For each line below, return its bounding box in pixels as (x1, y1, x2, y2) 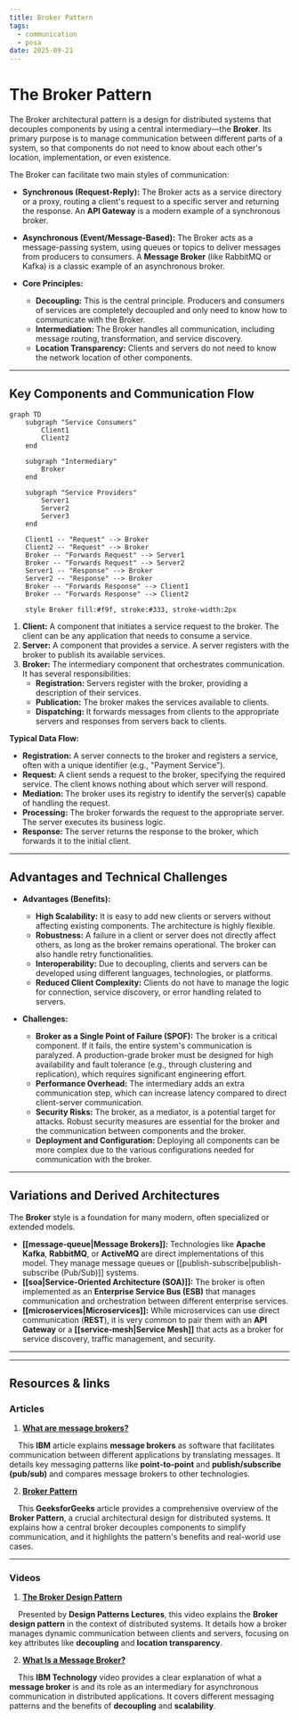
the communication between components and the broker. (35, 1125, 246, 1136)
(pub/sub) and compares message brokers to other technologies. (9, 1468, 251, 1479)
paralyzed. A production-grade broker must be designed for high (35, 1049, 274, 1060)
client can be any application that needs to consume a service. (21, 630, 252, 641)
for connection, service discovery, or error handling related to (35, 987, 262, 997)
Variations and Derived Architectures (9, 1188, 220, 1203)
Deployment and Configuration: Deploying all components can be (35, 1135, 280, 1145)
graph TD (9, 409, 42, 419)
